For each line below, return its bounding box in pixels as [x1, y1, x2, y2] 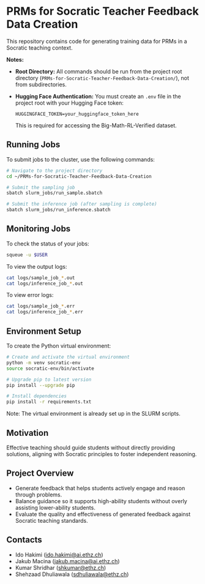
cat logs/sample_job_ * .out [6, 274, 75, 281]
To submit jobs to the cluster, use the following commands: [6, 155, 155, 163]
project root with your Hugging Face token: [15, 99, 124, 107]
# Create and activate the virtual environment [6, 354, 130, 360]
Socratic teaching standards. [15, 517, 88, 524]
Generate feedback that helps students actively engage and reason [15, 484, 185, 492]
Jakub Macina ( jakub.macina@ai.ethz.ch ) [15, 557, 121, 564]
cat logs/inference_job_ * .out [6, 280, 84, 286]
